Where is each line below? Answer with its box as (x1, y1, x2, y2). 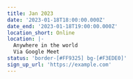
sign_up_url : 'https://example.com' (7, 61, 112, 68)
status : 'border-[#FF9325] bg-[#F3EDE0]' (7, 55, 128, 62)
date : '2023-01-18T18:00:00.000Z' (7, 16, 106, 23)
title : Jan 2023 (7, 10, 53, 17)
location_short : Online (7, 29, 75, 36)
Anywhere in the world (13, 42, 78, 49)
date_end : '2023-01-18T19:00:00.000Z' (7, 23, 118, 30)
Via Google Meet (13, 49, 60, 56)
